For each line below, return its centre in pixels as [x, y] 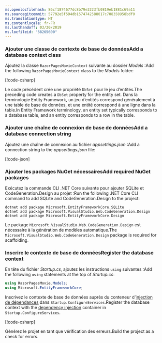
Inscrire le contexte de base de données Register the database [79, 252]
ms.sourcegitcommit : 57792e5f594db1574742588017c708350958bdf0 [70, 14]
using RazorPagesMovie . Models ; [37, 283]
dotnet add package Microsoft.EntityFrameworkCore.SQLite [65, 207]
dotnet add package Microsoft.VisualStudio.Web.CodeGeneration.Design [78, 211]
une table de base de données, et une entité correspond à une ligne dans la [80, 105]
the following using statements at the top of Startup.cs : [60, 275]
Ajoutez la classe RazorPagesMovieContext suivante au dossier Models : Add [79, 65]
